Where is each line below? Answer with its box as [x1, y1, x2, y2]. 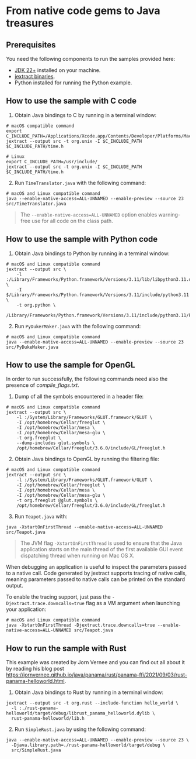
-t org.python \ [16, 302, 57, 308]
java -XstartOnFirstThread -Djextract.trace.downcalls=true [6, 622, 156, 629]
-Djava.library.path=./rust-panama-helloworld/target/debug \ [11, 742, 166, 748]
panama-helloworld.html [6, 678, 65, 685]
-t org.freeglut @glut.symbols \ [16, 497, 98, 504]
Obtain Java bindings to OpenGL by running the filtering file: [14, 455, 159, 463]
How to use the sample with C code [6, 96, 137, 106]
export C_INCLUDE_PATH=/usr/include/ [6, 159, 98, 164]
